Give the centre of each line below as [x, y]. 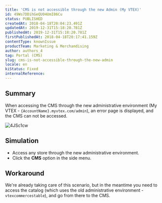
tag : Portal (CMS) [24, 55]
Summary [20, 94]
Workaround [25, 173]
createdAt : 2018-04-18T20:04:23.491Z [44, 23]
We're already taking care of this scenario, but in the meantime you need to [81, 185]
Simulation [22, 141]
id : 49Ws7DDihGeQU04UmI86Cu [34, 14]
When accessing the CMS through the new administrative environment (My [81, 105]
